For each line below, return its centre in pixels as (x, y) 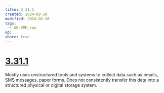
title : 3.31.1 (20, 10)
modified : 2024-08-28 (27, 19)
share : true (17, 37)
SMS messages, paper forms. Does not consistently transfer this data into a (82, 80)
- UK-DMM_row (23, 28)
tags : (11, 23)
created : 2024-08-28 (26, 14)
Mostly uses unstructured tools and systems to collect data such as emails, (82, 74)
